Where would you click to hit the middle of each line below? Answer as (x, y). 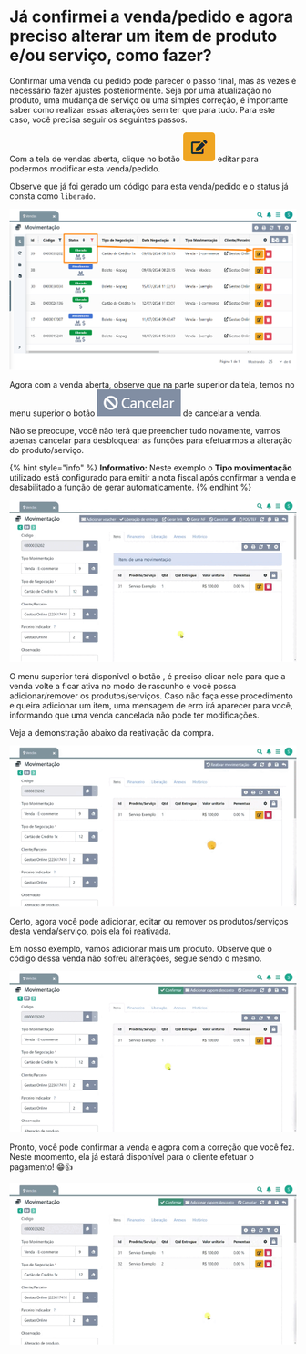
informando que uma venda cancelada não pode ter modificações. (134, 715)
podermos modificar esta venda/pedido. (85, 168)
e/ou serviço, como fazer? (111, 56)
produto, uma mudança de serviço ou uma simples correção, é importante (149, 100)
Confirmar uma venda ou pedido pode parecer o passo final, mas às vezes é (153, 80)
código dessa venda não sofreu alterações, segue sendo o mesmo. (136, 958)
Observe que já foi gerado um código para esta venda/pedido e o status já (149, 186)
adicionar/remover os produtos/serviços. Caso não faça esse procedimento (151, 696)
